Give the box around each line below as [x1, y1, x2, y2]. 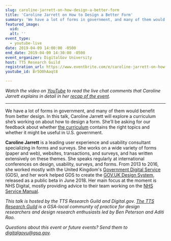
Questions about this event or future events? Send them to [5, 224, 128, 230]
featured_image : [5, 21, 40, 27]
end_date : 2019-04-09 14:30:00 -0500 [5, 50, 85, 55]
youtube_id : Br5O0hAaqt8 [5, 69, 58, 75]
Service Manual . [5, 188, 40, 194]
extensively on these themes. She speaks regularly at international [5, 156, 145, 161]
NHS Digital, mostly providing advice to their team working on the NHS [5, 183, 154, 189]
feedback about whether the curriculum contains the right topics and [5, 124, 150, 130]
